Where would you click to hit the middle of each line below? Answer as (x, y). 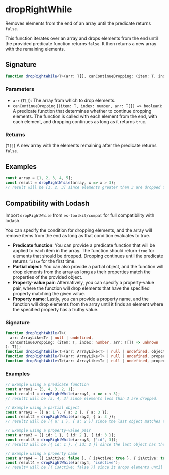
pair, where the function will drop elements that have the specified (81, 288)
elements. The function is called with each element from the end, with (85, 116)
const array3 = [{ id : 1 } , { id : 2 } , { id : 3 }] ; (60, 435)
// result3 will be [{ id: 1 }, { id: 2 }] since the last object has (81, 444)
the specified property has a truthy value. (55, 310)
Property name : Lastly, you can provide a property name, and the (81, 299)
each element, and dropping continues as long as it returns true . (79, 121)
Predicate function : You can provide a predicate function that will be (84, 245)
